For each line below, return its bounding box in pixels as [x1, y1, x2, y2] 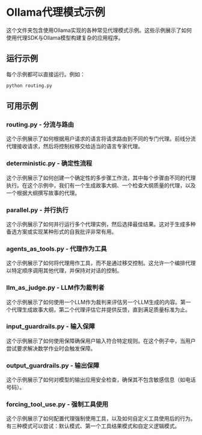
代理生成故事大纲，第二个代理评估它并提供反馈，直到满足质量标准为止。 [11, 305, 191, 313]
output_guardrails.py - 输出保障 [6, 361, 100, 369]
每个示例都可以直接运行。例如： [6, 70, 85, 78]
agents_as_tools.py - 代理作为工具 [6, 245, 107, 253]
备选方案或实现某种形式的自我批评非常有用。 [6, 228, 117, 235]
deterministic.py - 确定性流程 [6, 159, 93, 167]
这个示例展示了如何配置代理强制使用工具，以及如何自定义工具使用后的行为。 [6, 415, 196, 422]
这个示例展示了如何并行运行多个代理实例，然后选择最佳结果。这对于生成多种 [6, 221, 196, 228]
